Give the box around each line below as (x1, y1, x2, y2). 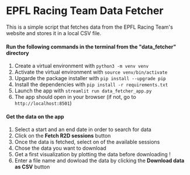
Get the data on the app (6, 113, 64, 120)
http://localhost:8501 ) (14, 99, 72, 107)
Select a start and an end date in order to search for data (14, 126, 152, 133)
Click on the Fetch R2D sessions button (14, 132, 111, 139)
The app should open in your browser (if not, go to (14, 94, 136, 101)
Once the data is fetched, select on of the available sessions (14, 139, 160, 146)
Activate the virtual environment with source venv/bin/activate (14, 68, 168, 76)
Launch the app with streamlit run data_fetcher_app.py (14, 87, 152, 94)
